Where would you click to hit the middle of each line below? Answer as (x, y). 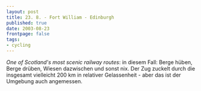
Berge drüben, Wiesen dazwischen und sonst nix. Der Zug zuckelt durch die (101, 68)
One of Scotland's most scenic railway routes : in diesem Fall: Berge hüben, (99, 62)
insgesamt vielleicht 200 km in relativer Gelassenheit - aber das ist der (94, 75)
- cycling (19, 45)
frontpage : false (28, 34)
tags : (13, 40)
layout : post (23, 12)
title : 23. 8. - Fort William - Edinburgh (60, 17)
